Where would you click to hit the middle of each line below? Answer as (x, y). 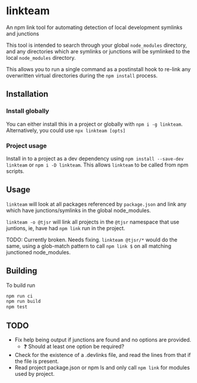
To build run (21, 285)
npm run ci (20, 296)
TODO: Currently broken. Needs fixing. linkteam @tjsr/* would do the (92, 240)
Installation (27, 94)
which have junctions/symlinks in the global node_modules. (79, 210)
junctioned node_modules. (38, 252)
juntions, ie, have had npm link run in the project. (66, 228)
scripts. (15, 171)
